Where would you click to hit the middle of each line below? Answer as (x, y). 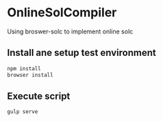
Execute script (39, 96)
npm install (24, 68)
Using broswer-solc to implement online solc (70, 31)
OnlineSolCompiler (62, 13)
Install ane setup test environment (81, 53)
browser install (30, 75)
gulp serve (23, 112)
